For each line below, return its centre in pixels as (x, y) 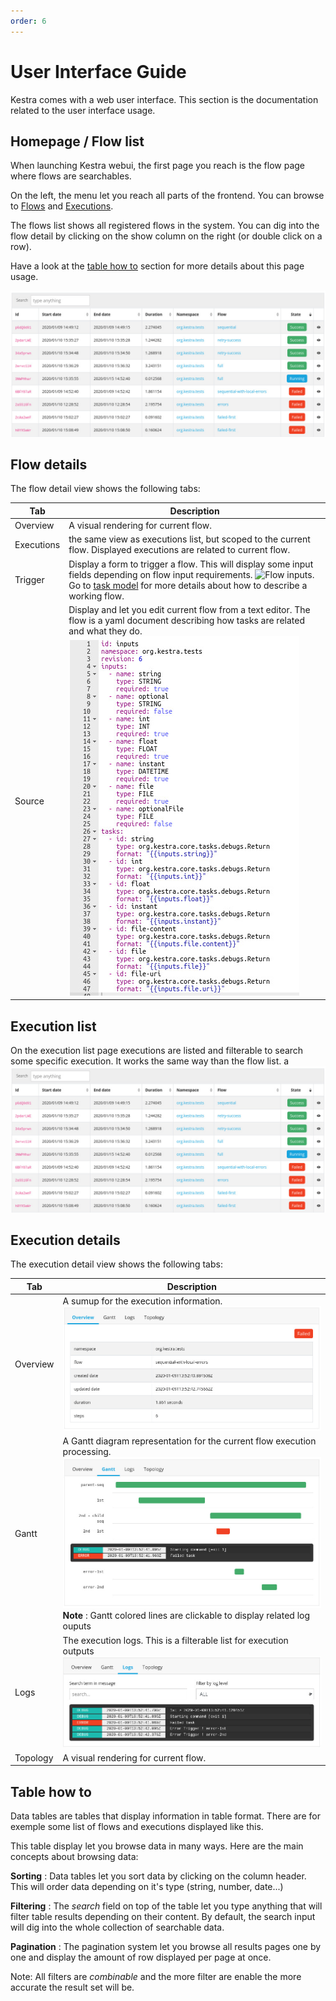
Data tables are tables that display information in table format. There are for (165, 1816)
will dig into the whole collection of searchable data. (117, 1927)
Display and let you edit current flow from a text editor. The (189, 609)
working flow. (96, 596)
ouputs (77, 1626)
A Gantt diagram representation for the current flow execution (189, 1441)
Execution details (65, 1240)
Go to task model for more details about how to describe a (188, 585)
